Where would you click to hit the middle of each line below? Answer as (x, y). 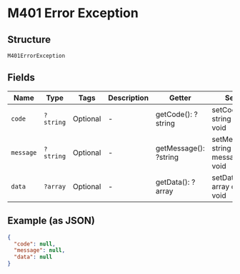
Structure (29, 40)
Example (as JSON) (51, 221)
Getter (180, 98)
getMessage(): (180, 148)
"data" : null (33, 257)
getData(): (172, 182)
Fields (21, 77)
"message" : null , (40, 250)
